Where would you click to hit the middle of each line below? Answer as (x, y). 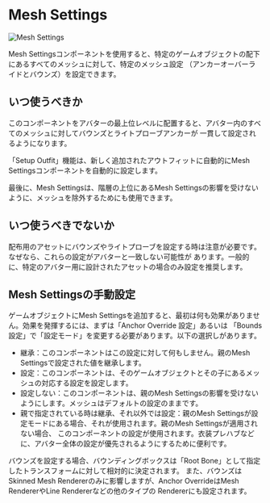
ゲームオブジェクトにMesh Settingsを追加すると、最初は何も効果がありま (131, 316)
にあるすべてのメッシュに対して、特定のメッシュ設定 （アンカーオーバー (129, 64)
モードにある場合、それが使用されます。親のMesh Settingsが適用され (142, 423)
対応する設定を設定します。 (87, 383)
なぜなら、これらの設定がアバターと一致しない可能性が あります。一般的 (129, 257)
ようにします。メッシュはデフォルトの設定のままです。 (111, 403)
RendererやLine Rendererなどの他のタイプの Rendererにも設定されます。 (130, 491)
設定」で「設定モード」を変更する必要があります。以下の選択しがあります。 (135, 336)
